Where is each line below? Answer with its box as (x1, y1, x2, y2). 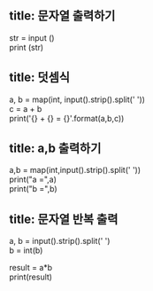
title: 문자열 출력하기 (9, 8, 116, 24)
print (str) (9, 42, 44, 52)
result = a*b (9, 263, 53, 273)
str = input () (9, 32, 55, 43)
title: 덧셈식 (9, 70, 71, 85)
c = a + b (9, 103, 42, 114)
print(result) (9, 271, 53, 282)
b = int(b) (9, 245, 43, 256)
